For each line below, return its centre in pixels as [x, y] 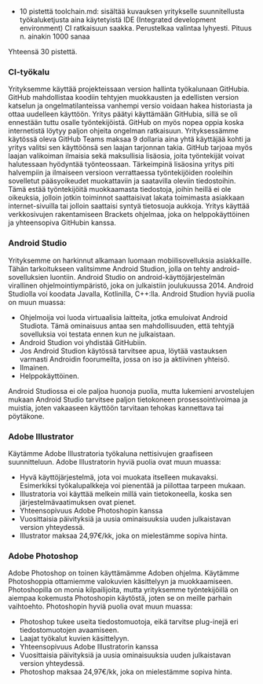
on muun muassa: [37, 302]
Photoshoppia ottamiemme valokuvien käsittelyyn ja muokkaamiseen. [121, 582]
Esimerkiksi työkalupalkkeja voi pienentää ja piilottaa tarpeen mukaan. [132, 485]
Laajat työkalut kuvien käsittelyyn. [74, 638]
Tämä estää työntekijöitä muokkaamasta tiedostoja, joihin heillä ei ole [120, 189]
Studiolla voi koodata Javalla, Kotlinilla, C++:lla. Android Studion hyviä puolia [131, 293]
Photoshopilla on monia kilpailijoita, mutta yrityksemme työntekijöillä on [123, 590]
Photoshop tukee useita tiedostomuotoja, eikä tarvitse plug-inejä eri [129, 622]
